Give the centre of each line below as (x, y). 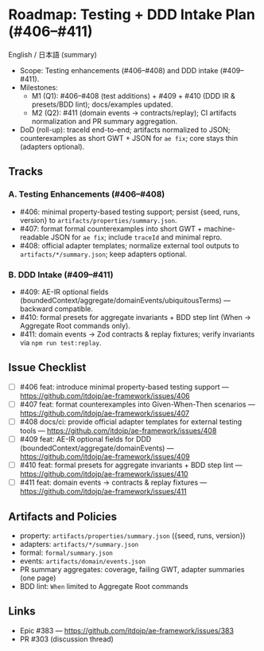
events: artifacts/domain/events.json (82, 561)
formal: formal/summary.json (66, 552)
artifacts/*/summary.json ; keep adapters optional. (103, 254)
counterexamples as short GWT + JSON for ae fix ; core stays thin (129, 138)
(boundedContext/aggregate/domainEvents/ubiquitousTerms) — (125, 300)
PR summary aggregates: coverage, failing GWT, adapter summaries (132, 569)
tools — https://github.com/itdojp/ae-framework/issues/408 (118, 431)
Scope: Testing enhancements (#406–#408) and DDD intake (119, 70)
